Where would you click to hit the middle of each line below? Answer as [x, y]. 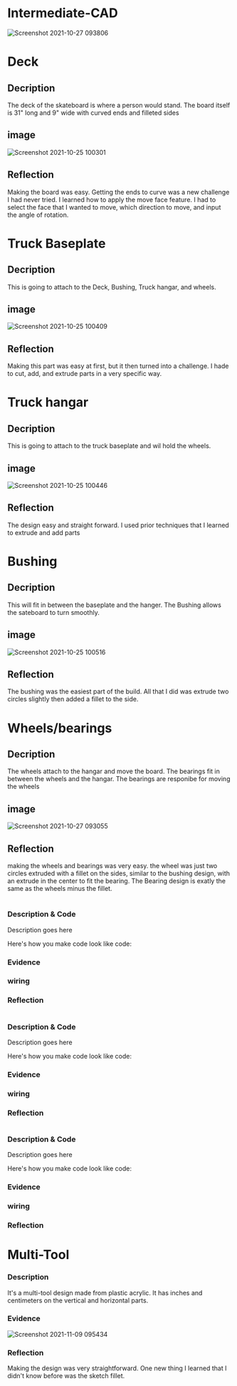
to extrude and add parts [44, 532]
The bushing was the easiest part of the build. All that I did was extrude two [118, 692]
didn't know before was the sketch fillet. [66, 1376]
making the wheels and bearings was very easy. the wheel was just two [112, 866]
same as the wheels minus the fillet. [60, 889]
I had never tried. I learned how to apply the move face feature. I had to [112, 199]
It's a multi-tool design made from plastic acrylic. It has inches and [105, 1293]
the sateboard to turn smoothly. [53, 612]
